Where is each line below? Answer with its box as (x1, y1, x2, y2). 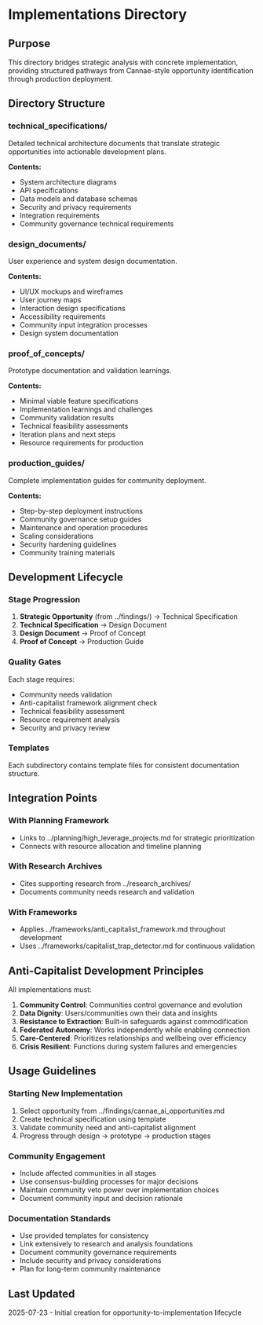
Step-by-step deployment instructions (19, 506, 144, 515)
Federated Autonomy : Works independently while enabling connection (19, 1025, 250, 1034)
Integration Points (8, 792, 98, 805)
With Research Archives (8, 861, 103, 872)
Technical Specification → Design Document (19, 620, 167, 630)
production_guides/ (8, 458, 85, 469)
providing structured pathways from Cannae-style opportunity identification (8, 66, 254, 75)
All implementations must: (8, 984, 92, 994)
